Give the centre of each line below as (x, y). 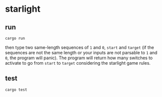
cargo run (15, 38)
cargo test (16, 90)
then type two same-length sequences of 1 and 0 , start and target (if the (80, 47)
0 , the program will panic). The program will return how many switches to (79, 58)
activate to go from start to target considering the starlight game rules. (78, 63)
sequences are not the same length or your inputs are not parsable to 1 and (81, 53)
